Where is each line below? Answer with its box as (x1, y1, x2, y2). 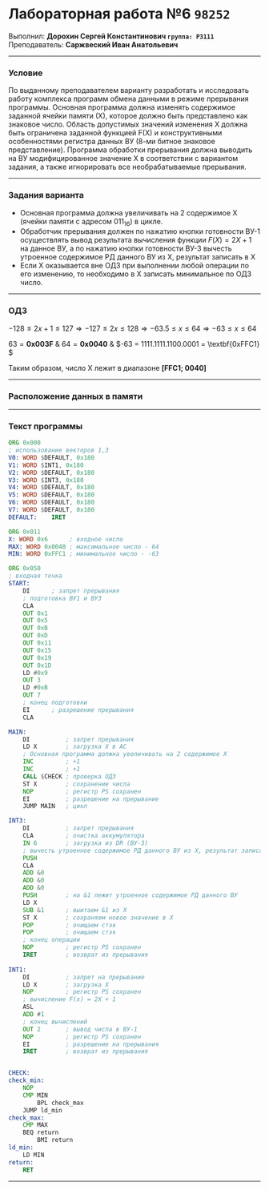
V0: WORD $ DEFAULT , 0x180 (8, 453, 94, 461)
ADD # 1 (22, 1011, 45, 1019)
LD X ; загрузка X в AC (22, 742, 127, 751)
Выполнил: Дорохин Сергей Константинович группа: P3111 (8, 31, 215, 41)
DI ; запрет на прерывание (22, 973, 146, 981)
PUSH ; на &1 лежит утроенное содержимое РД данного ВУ (22, 891, 239, 899)
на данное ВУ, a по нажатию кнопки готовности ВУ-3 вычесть (19, 243, 232, 253)
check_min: (8, 1076, 45, 1085)
